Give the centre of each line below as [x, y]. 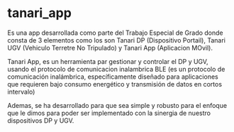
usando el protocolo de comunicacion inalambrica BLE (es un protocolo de [116, 69]
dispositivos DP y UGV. [41, 120]
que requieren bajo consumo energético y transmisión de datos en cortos [115, 84]
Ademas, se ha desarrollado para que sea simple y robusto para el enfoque [117, 105]
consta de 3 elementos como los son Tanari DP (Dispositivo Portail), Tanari [116, 40]
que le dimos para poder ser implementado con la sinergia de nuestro [109, 113]
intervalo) [21, 92]
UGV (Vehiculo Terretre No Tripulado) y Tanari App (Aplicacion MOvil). [110, 48]
